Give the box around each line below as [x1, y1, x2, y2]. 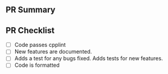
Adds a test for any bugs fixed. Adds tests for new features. [14, 55, 163, 62]
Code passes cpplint [14, 42, 66, 49]
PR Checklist [5, 25, 55, 35]
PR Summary [5, 5, 56, 15]
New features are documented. [14, 48, 92, 55]
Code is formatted [14, 61, 60, 69]
